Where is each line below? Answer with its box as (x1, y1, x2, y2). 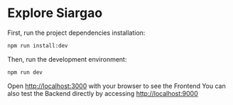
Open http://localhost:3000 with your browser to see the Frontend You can (7, 82, 226, 90)
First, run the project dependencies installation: (7, 28, 146, 37)
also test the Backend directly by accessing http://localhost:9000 (7, 89, 199, 97)
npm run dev (7, 69, 43, 76)
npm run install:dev (7, 42, 69, 49)
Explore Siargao (7, 5, 103, 21)
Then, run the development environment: (7, 55, 127, 63)
